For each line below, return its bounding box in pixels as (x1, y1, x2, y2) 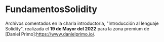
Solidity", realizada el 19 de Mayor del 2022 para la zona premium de (5, 25, 149, 31)
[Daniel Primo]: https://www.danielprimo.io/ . (5, 31, 96, 37)
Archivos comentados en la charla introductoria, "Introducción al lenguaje (5, 20, 159, 26)
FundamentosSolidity (5, 4, 98, 15)
